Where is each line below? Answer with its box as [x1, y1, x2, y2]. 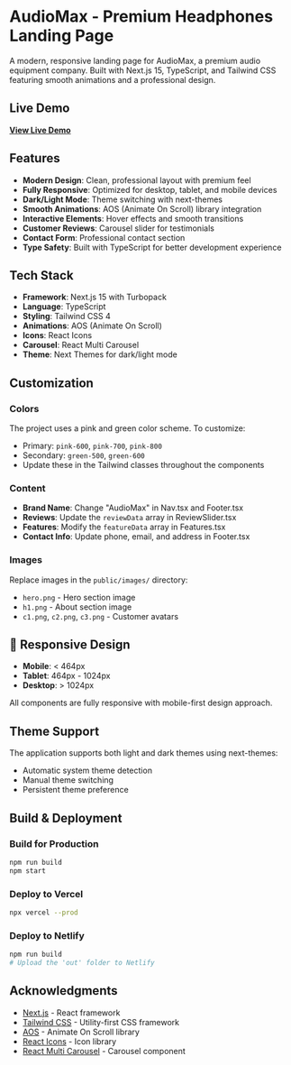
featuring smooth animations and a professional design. [9, 74, 216, 85]
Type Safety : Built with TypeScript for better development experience [22, 242, 282, 252]
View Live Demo [9, 124, 71, 135]
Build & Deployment [9, 810, 123, 826]
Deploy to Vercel [9, 887, 84, 900]
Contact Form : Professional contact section [22, 232, 186, 243]
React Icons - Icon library [22, 1035, 117, 1047]
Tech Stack [9, 268, 74, 283]
